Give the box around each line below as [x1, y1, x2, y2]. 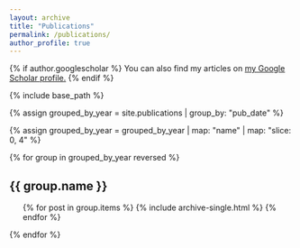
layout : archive [9, 13, 70, 23]
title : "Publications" [9, 22, 95, 31]
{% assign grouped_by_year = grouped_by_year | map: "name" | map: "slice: [9, 125, 291, 136]
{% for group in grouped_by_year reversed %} [9, 152, 180, 163]
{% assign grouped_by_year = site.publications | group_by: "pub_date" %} [9, 107, 284, 118]
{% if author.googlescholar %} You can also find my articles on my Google [9, 63, 286, 74]
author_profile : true [9, 38, 91, 48]
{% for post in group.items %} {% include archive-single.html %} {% [22, 202, 277, 213]
